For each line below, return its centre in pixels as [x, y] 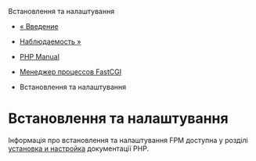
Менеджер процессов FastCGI [70, 72]
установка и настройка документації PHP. [79, 148]
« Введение [39, 26]
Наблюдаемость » [50, 41]
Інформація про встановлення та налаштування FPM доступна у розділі [128, 140]
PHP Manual [40, 57]
